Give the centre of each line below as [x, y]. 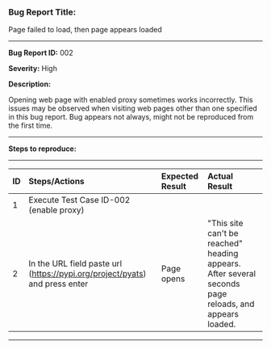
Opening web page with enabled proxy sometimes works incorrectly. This [131, 100]
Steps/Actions [56, 182]
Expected [180, 176]
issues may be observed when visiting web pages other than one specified [133, 108]
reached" [225, 243]
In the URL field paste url [75, 263]
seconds [223, 284]
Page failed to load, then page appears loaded [85, 30]
